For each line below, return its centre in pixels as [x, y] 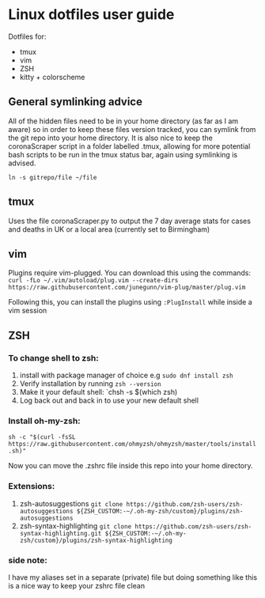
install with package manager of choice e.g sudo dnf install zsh [126, 375]
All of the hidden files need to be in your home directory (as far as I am [123, 121]
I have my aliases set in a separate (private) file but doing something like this [133, 577]
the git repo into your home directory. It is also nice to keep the [111, 138]
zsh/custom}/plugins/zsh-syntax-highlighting [96, 540]
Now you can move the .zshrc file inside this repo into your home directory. [131, 466]
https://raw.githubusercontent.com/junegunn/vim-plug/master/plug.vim [127, 288]
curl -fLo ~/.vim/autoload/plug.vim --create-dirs [93, 281]
